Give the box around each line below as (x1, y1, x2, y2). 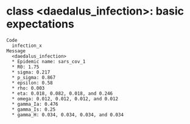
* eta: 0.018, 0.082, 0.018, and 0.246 (12, 90, 113, 97)
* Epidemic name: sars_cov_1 (12, 58, 86, 64)
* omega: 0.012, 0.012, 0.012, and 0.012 (12, 95, 119, 102)
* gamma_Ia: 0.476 (12, 101, 59, 107)
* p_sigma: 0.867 (12, 74, 56, 80)
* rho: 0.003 (12, 85, 45, 91)
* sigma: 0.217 (12, 69, 51, 75)
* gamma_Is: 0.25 (12, 106, 56, 112)
